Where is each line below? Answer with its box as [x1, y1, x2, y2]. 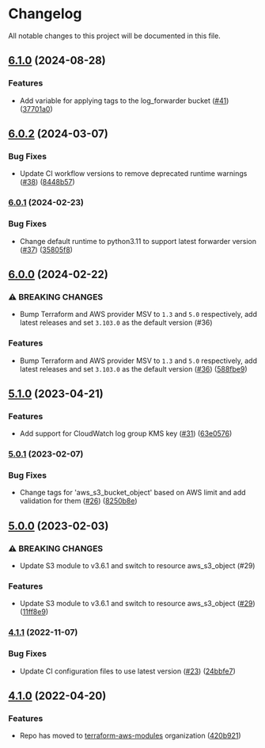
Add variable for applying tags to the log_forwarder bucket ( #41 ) [19, 96, 229, 105]
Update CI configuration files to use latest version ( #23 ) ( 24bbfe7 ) [19, 666, 236, 676]
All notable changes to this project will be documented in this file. [8, 31, 221, 40]
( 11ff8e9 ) [19, 607, 49, 616]
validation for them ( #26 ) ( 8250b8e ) [19, 496, 138, 506]
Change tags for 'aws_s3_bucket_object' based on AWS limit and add [19, 488, 247, 498]
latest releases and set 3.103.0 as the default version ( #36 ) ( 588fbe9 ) [19, 364, 248, 373]
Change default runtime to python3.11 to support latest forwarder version [19, 236, 257, 246]
